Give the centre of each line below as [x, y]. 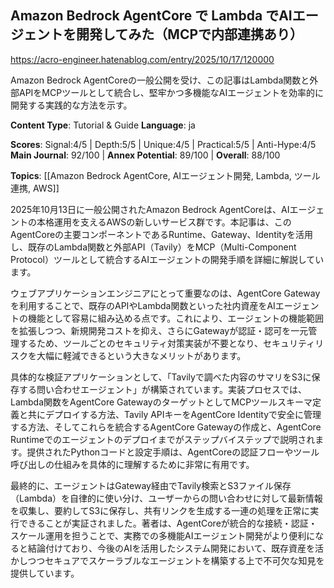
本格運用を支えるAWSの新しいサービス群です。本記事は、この [164, 222]
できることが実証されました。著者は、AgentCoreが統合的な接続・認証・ [168, 523]
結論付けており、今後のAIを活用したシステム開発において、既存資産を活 [175, 548]
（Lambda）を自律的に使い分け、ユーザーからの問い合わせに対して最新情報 [166, 498]
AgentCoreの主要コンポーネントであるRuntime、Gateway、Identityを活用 [161, 234]
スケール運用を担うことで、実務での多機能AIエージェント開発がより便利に [163, 535]
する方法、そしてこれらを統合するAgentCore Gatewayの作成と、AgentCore [166, 427]
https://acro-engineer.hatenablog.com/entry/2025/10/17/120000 [142, 59]
